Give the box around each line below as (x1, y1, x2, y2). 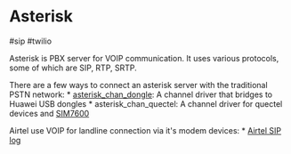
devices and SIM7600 (9, 108, 90, 118)
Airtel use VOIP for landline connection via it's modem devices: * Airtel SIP (9, 125, 282, 135)
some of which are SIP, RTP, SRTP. (9, 62, 138, 73)
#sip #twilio (9, 36, 52, 46)
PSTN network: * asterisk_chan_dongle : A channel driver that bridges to (9, 89, 273, 100)
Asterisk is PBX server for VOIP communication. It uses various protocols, (9, 53, 279, 63)
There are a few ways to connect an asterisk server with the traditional (9, 79, 269, 90)
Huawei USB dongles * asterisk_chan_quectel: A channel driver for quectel (9, 98, 283, 109)
